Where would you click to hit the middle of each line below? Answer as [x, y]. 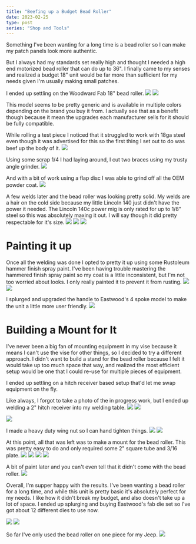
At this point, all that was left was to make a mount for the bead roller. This [96, 442]
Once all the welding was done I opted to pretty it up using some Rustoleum [98, 262]
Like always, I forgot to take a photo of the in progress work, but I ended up [97, 401]
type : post [19, 22]
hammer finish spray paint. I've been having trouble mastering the [86, 269]
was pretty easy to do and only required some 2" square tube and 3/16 [92, 449]
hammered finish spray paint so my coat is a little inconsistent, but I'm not [95, 275]
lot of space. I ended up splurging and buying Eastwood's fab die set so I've [98, 504]
